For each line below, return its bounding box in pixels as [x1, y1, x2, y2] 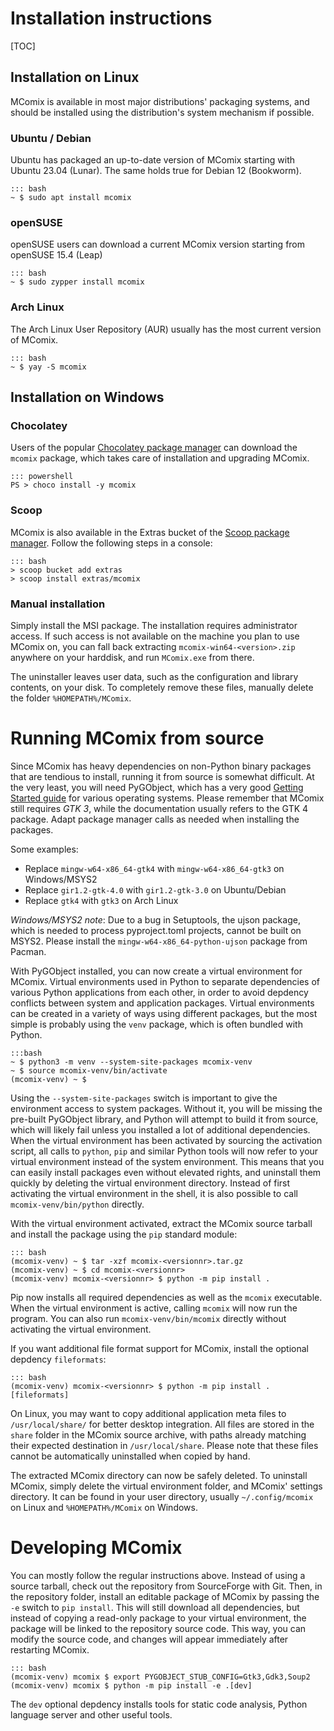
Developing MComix [10, 1537, 183, 1559]
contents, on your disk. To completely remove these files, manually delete [10, 681, 314, 693]
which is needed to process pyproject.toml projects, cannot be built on [10, 924, 302, 936]
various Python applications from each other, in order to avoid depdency [10, 986, 309, 998]
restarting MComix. [10, 1643, 90, 1656]
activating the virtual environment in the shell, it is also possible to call [10, 1187, 298, 1199]
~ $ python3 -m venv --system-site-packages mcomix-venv [10, 1057, 253, 1067]
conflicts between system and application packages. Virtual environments [10, 997, 315, 1009]
